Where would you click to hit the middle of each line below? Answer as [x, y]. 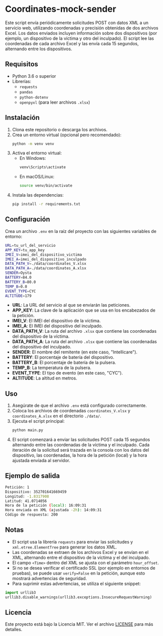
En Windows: [33, 158]
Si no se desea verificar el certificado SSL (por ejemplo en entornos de [84, 568]
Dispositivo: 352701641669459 [36, 492]
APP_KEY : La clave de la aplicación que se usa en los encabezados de [84, 310]
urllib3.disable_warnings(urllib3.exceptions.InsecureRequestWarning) [79, 597]
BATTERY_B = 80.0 [21, 282]
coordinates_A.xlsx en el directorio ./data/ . [57, 416]
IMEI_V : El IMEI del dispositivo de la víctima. [57, 321]
